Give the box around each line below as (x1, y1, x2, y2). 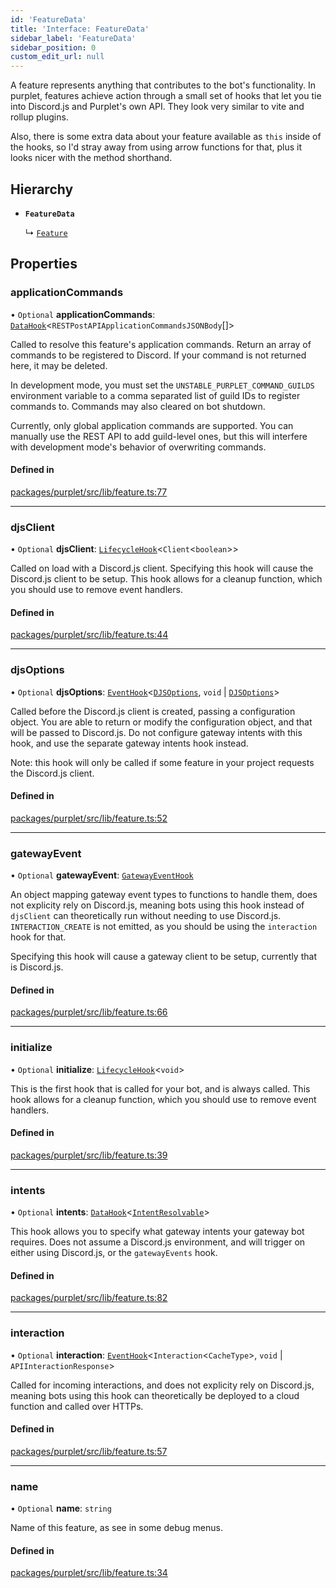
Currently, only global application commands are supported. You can (10, 419, 294, 431)
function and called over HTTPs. (10, 1400, 144, 1412)
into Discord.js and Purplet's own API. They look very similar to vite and (10, 101, 305, 113)
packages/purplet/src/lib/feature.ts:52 (10, 812, 168, 824)
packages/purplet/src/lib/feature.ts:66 (10, 1006, 168, 1018)
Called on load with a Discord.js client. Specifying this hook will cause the (10, 562, 314, 575)
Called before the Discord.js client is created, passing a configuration (10, 705, 296, 717)
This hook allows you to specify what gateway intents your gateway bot (10, 1226, 305, 1238)
